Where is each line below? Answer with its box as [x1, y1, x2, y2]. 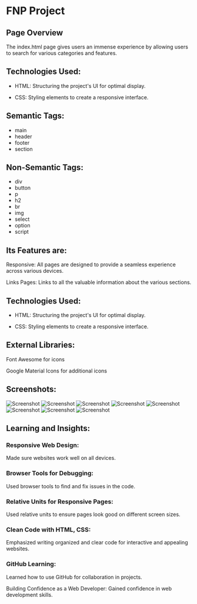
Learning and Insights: [6, 423, 91, 433]
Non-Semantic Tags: [6, 162, 84, 172]
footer [14, 139, 30, 146]
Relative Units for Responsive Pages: [6, 497, 113, 505]
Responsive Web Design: [6, 441, 79, 449]
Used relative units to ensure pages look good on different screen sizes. [6, 511, 181, 518]
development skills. [6, 591, 53, 598]
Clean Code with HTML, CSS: [6, 525, 91, 534]
